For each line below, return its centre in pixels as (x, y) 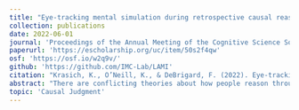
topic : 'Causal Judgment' (57, 91)
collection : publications (57, 26)
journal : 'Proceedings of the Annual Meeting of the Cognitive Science (145, 42)
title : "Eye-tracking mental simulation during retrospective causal (141, 17)
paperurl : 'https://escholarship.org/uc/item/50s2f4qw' (115, 51)
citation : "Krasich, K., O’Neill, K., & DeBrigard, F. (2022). (129, 75)
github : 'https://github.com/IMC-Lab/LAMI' (91, 67)
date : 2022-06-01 (41, 34)
